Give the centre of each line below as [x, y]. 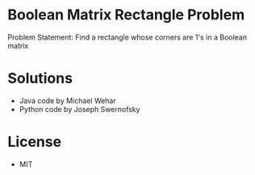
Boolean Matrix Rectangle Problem [126, 15]
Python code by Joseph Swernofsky [79, 109]
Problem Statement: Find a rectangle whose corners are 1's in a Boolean [127, 37]
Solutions [40, 79]
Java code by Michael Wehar [67, 100]
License [35, 142]
